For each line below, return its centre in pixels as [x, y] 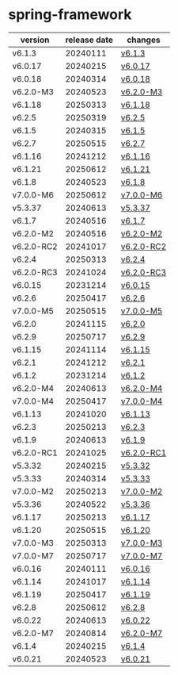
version [35, 40]
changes [143, 40]
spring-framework [70, 15]
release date [89, 40]
